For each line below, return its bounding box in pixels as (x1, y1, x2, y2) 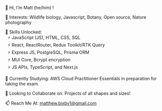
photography (5, 20, 32, 25)
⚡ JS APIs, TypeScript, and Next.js (7, 64, 78, 70)
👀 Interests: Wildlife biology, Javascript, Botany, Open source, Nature (5, 14, 147, 20)
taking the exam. (5, 81, 39, 86)
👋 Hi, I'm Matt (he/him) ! (5, 5, 54, 10)
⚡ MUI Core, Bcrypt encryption (7, 57, 71, 63)
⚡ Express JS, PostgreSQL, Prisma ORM (7, 49, 89, 55)
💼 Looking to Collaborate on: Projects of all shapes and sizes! (5, 90, 131, 96)
